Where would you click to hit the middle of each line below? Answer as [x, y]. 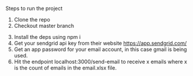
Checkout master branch [44, 26]
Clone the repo [32, 19]
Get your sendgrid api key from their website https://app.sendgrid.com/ [100, 43]
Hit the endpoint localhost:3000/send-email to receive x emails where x [100, 61]
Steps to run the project [34, 8]
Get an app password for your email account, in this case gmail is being [100, 49]
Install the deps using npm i [47, 37]
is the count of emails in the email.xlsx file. [65, 68]
